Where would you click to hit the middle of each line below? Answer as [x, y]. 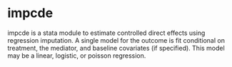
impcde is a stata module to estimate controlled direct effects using [106, 33]
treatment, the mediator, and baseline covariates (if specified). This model [116, 48]
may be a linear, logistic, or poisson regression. [77, 56]
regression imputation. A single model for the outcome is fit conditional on [116, 40]
